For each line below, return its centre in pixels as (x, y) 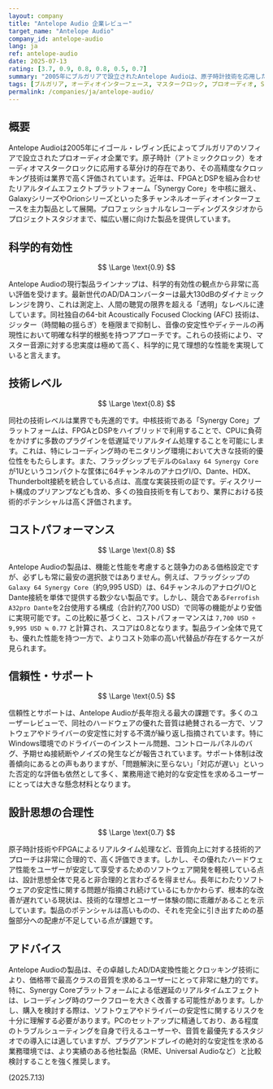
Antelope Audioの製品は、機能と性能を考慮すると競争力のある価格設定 (127, 566)
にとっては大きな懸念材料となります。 (72, 784)
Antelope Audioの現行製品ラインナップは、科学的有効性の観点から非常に (130, 284)
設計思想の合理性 (51, 812)
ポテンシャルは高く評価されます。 (79, 501)
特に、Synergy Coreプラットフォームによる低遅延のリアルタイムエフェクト (134, 991)
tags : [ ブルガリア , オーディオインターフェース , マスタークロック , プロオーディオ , (133, 84)
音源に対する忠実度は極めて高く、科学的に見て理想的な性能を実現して (147, 345)
